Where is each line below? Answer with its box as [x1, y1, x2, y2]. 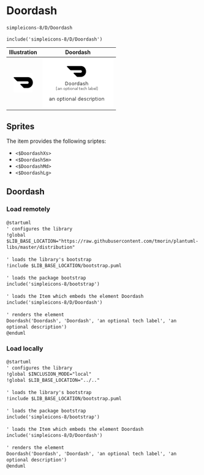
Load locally [6, 344, 43, 352]
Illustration [9, 48, 38, 56]
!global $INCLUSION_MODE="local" [6, 371, 92, 377]
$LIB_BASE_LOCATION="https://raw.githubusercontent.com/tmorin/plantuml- [6, 238, 199, 244]
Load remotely [6, 205, 51, 213]
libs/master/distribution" [6, 244, 75, 250]
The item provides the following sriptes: [6, 137, 107, 145]
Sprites [6, 121, 35, 132]
